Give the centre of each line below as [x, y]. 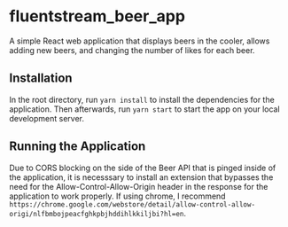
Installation [41, 78]
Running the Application [78, 147]
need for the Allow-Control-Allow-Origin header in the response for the [139, 186]
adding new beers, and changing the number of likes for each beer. [132, 50]
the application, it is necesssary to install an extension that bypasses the [141, 177]
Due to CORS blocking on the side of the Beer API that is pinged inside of [143, 168]
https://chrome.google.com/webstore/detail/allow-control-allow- [132, 204]
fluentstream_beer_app [97, 16]
